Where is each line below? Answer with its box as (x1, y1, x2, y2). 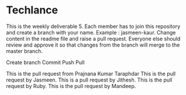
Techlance (6, 3, 58, 17)
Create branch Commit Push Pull (6, 59, 85, 66)
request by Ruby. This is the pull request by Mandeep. (6, 82, 136, 89)
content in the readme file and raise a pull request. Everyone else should (6, 35, 181, 42)
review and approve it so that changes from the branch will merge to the (6, 41, 180, 48)
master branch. (6, 47, 43, 54)
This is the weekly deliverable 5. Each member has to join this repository (6, 23, 181, 30)
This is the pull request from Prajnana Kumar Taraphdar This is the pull (6, 70, 176, 77)
